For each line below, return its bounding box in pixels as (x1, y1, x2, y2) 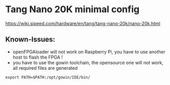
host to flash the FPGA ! (12, 54, 63, 60)
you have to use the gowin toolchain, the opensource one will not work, (12, 60, 164, 66)
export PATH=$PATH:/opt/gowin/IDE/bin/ (5, 75, 91, 80)
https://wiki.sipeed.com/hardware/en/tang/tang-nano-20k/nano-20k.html (5, 20, 160, 26)
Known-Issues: (5, 35, 55, 44)
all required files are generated (12, 65, 78, 71)
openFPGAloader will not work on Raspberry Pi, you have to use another (12, 48, 165, 54)
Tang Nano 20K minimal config (5, 4, 140, 15)
